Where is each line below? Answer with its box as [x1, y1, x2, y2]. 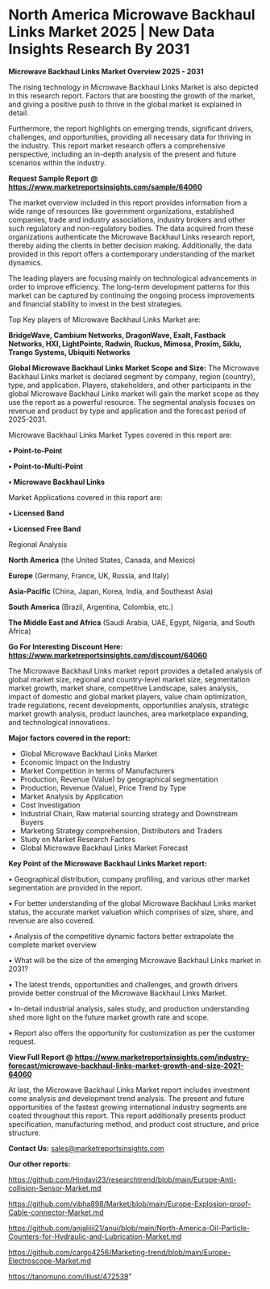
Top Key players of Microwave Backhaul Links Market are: [8, 315, 201, 324]
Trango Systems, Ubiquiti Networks [8, 347, 131, 357]
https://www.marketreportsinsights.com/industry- [74, 1052, 250, 1062]
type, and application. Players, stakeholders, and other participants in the [8, 380, 251, 390]
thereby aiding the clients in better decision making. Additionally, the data [8, 240, 252, 250]
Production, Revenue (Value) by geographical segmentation [19, 774, 219, 784]
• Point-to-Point [8, 445, 63, 455]
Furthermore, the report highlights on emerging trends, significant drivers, [8, 123, 254, 133]
